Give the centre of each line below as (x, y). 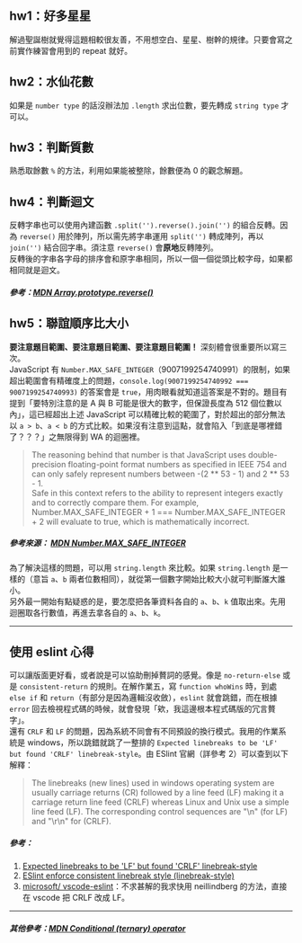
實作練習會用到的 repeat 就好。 (75, 50)
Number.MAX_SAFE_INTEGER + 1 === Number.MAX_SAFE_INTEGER (158, 512)
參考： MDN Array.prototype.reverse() (81, 292)
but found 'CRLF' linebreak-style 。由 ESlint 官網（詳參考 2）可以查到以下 (149, 754)
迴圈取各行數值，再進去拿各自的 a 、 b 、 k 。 (88, 612)
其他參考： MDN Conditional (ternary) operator (98, 928)
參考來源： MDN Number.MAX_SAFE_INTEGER (98, 543)
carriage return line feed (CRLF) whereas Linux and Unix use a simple (160, 802)
